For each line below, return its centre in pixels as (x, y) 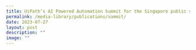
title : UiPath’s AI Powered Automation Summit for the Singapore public (96, 11)
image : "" (18, 38)
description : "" (26, 33)
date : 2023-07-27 (27, 22)
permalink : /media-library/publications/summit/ (66, 17)
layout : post (22, 27)
